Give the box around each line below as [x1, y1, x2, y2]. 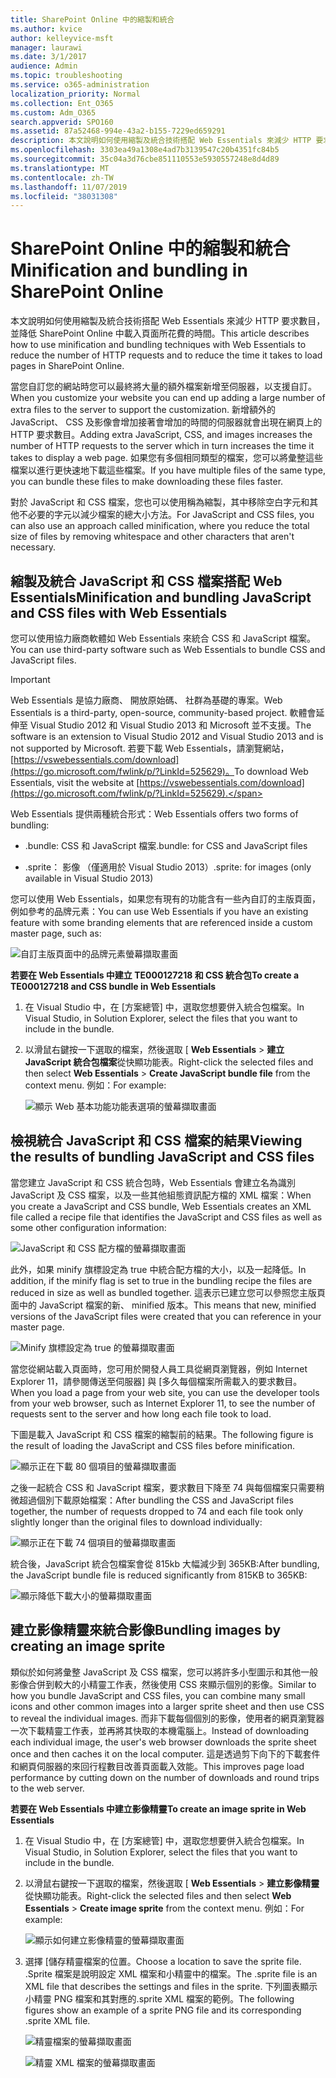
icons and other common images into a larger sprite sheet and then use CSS [10, 1700, 325, 1712]
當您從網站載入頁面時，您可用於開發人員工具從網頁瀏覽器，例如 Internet [10, 1362, 308, 1375]
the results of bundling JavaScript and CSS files [10, 1149, 315, 1166]
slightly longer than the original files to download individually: [10, 1516, 263, 1528]
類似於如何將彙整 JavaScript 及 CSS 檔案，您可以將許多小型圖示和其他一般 [10, 1666, 319, 1678]
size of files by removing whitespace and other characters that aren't [10, 531, 295, 543]
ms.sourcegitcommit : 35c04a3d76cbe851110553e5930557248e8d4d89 [10, 154, 280, 164]
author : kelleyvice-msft [10, 33, 114, 43]
